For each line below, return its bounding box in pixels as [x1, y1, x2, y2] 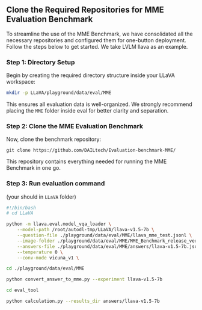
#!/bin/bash [6, 205, 36, 211]
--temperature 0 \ [17, 249, 63, 255]
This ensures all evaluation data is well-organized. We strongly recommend [6, 101, 192, 108]
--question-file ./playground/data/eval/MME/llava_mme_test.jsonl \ [17, 232, 192, 238]
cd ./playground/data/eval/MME [6, 265, 85, 271]
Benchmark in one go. [6, 164, 61, 172]
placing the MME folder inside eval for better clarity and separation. [6, 107, 169, 114]
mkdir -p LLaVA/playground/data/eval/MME [6, 90, 112, 96]
